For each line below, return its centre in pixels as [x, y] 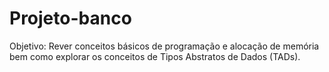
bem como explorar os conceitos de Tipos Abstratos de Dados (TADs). [155, 56]
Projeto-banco [70, 18]
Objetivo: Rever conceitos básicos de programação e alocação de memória [164, 46]
